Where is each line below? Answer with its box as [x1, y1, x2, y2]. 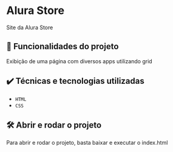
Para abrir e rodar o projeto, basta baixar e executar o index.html [6, 139, 168, 147]
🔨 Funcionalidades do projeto [6, 41, 119, 52]
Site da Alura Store [6, 24, 53, 31]
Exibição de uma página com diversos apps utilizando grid [6, 57, 153, 64]
